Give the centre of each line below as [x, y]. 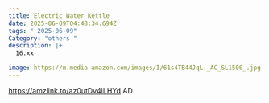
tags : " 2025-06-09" [43, 31]
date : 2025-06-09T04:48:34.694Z [62, 23]
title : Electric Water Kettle [59, 16]
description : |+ [35, 46]
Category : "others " [43, 38]
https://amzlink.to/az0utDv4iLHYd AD [70, 90]
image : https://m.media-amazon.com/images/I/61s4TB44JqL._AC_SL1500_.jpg [135, 68]
